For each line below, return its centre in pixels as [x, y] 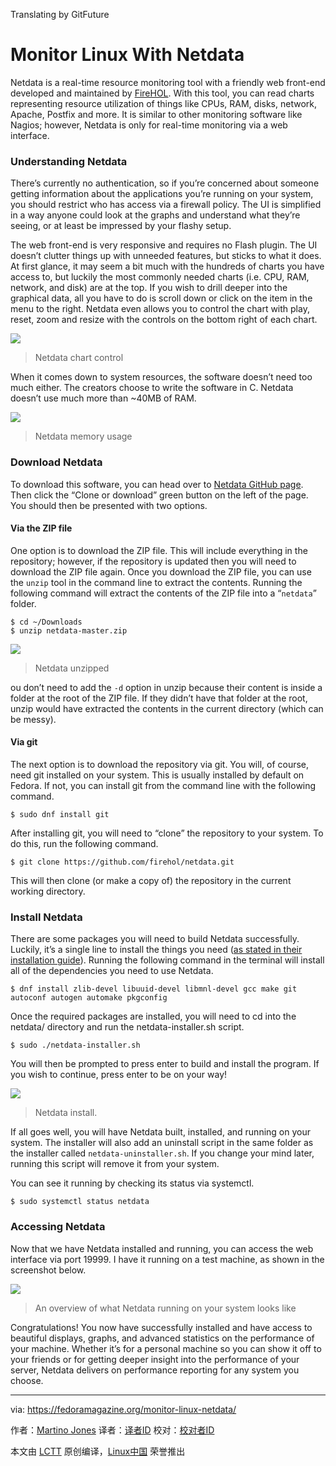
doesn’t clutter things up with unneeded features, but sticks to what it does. [166, 256]
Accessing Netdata [58, 1227]
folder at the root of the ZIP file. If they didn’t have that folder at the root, [159, 698]
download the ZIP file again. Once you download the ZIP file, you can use [161, 571]
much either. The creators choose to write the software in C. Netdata [152, 388]
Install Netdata [46, 917]
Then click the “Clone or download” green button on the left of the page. [159, 495]
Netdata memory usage [83, 436]
